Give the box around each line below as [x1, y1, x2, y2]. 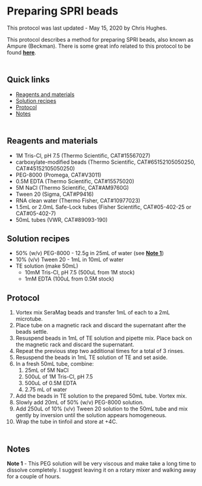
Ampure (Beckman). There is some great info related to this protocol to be [7, 42, 191, 50]
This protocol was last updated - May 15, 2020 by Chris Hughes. [7, 24, 168, 31]
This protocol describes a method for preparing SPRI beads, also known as [7, 36, 194, 43]
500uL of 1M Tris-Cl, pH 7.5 [24, 373, 93, 380]
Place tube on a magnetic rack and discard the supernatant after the [15, 322, 186, 329]
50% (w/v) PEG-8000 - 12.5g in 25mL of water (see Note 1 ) [15, 250, 164, 257]
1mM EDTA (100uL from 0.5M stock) [24, 275, 114, 282]
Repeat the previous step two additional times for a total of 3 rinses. [15, 348, 185, 355]
